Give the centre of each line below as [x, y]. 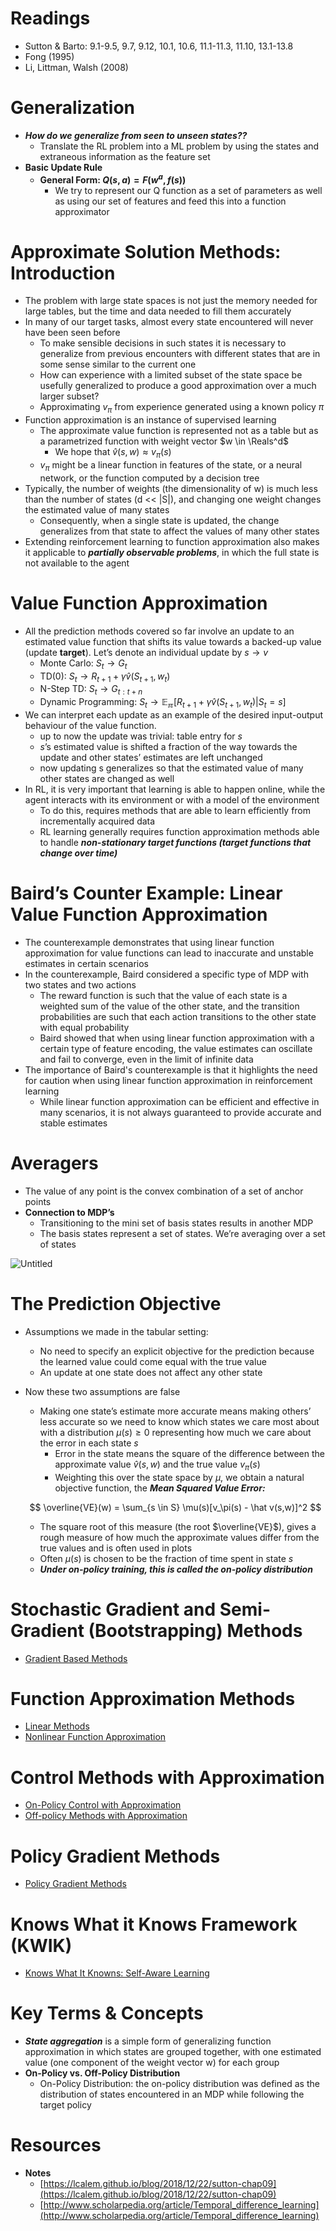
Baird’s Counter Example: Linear [146, 893]
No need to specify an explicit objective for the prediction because [177, 1351]
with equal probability [84, 1027]
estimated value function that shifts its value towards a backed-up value [173, 641]
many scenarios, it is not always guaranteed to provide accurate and [180, 1112]
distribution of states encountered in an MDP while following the [172, 2094]
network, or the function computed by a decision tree [149, 478]
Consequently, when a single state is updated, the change [159, 520]
